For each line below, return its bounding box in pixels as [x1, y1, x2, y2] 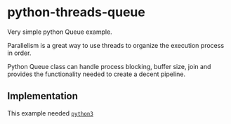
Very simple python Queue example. [7, 27, 112, 36]
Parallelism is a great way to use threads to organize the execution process [7, 41, 225, 49]
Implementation [7, 90, 79, 102]
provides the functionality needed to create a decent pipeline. [7, 70, 186, 78]
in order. [7, 49, 32, 57]
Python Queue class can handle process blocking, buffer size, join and [7, 62, 211, 70]
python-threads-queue [7, 4, 145, 20]
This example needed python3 [7, 108, 93, 117]
